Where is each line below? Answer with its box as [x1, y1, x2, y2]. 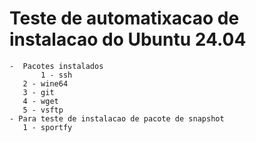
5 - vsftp [22, 105, 64, 115]
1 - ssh [40, 70, 73, 80]
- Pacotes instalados [9, 61, 104, 71]
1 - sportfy [22, 122, 73, 132]
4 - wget [22, 96, 59, 106]
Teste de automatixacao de [9, 7, 240, 30]
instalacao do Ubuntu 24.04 [9, 28, 247, 51]
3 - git [22, 87, 55, 97]
